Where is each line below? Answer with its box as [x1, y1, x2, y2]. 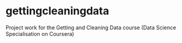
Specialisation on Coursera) [5, 30, 74, 37]
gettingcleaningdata [5, 4, 109, 18]
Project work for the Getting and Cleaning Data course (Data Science [5, 24, 177, 31]
